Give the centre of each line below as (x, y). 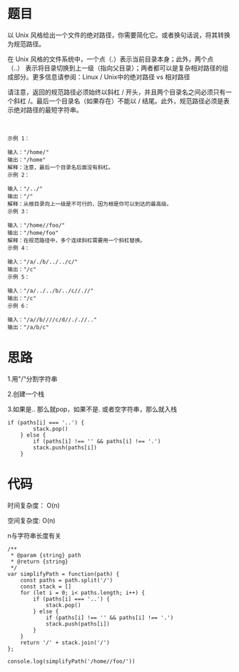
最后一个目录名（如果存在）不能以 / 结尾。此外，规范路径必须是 (129, 100)
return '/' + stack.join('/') (65, 642)
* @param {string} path (46, 555)
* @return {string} (40, 562)
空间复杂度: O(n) (31, 520)
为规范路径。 (26, 43)
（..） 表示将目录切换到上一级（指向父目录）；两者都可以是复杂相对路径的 (115, 68)
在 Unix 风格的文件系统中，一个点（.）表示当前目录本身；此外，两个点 (111, 59)
